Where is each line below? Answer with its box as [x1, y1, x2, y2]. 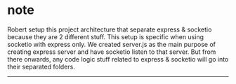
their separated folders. [7, 62, 75, 71]
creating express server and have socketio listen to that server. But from [7, 48, 216, 56]
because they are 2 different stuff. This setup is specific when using [7, 32, 204, 41]
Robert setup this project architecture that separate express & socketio [7, 25, 212, 34]
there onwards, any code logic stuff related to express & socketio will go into [7, 55, 229, 63]
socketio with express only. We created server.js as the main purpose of [7, 40, 216, 48]
